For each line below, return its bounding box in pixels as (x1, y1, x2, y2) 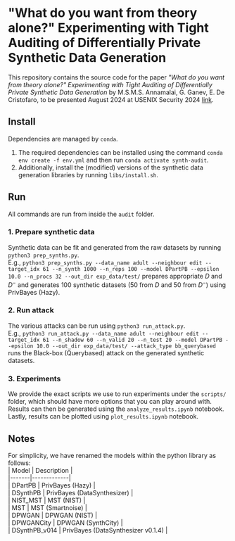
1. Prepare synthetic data (8, 227, 95, 237)
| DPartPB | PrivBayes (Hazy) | (8, 480, 96, 490)
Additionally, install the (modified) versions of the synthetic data (18, 163, 203, 172)
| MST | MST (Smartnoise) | (8, 503, 87, 511)
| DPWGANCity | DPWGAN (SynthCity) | (8, 518, 123, 527)
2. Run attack (8, 305, 55, 315)
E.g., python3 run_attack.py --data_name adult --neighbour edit (8, 329, 199, 337)
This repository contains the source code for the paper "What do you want (8, 72, 224, 82)
